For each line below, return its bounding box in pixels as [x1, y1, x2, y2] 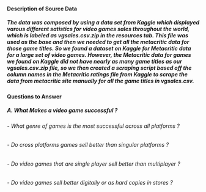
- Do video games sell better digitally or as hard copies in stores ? [7, 179, 173, 186]
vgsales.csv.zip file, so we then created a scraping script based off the [7, 64, 192, 72]
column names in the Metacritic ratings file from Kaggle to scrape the [7, 71, 188, 78]
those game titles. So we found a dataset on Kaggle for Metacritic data [7, 45, 191, 52]
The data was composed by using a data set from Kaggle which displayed [7, 19, 200, 26]
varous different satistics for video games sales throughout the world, [7, 25, 190, 33]
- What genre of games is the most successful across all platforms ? [7, 122, 180, 130]
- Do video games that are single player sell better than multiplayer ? [7, 160, 181, 168]
